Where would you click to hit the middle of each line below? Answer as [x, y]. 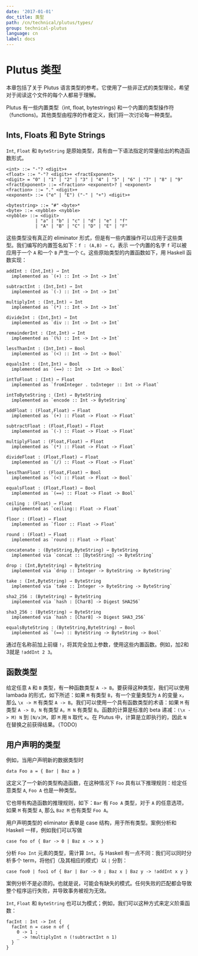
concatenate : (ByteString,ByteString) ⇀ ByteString [72, 550]
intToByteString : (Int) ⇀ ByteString [54, 395]
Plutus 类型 [34, 70]
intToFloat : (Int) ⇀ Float [41, 379]
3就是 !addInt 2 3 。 [31, 652]
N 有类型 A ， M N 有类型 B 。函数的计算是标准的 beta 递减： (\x [112, 710]
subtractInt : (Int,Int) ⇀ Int [44, 286]
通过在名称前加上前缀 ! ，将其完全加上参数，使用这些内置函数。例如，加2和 [98, 644]
